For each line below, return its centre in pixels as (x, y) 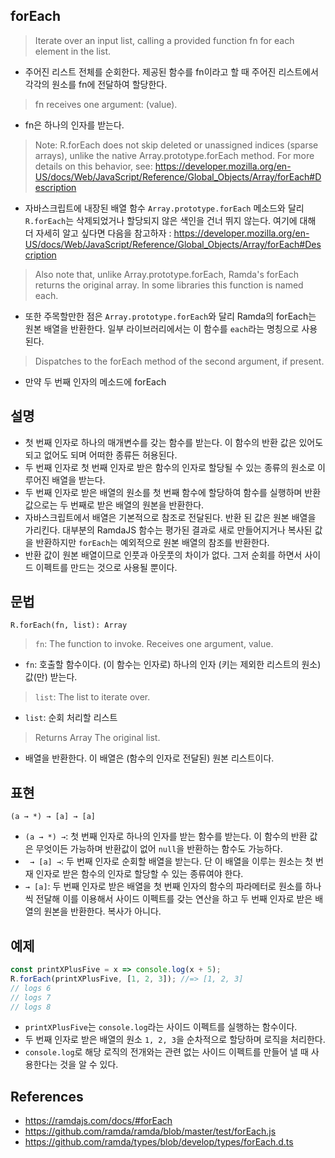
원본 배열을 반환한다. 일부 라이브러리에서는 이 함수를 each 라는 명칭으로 (162, 328)
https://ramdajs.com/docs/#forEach (98, 1121)
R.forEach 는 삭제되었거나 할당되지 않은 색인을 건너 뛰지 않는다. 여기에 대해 (170, 220)
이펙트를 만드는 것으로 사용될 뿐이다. (106, 567)
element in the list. (73, 51)
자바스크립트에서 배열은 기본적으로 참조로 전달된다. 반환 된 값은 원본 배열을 (170, 517)
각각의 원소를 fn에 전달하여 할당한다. (96, 84)
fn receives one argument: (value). (106, 104)
